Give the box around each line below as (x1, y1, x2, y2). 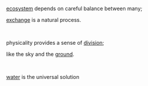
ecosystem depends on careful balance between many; (6, 5, 143, 12)
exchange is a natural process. (6, 16, 81, 23)
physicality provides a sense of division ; (6, 39, 105, 46)
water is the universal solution (6, 74, 80, 80)
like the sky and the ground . (6, 51, 74, 58)
